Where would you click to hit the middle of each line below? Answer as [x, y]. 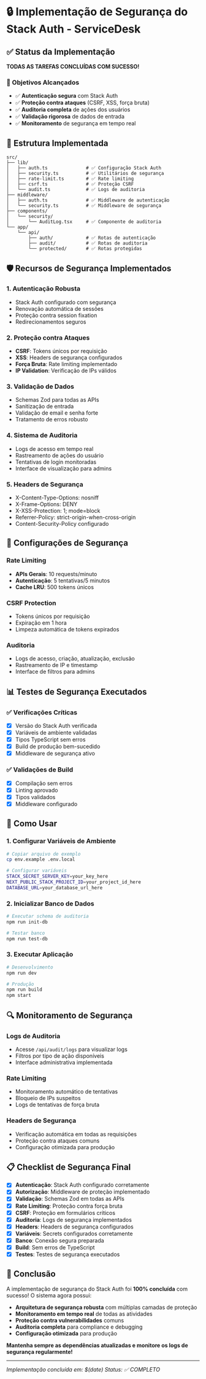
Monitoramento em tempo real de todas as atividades [84, 1314]
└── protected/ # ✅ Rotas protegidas [85, 249]
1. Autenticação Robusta [44, 289]
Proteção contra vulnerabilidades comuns [70, 1320]
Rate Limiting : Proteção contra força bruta [69, 1206]
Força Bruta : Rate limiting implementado [66, 364]
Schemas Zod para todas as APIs [57, 400]
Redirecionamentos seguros [51, 322]
